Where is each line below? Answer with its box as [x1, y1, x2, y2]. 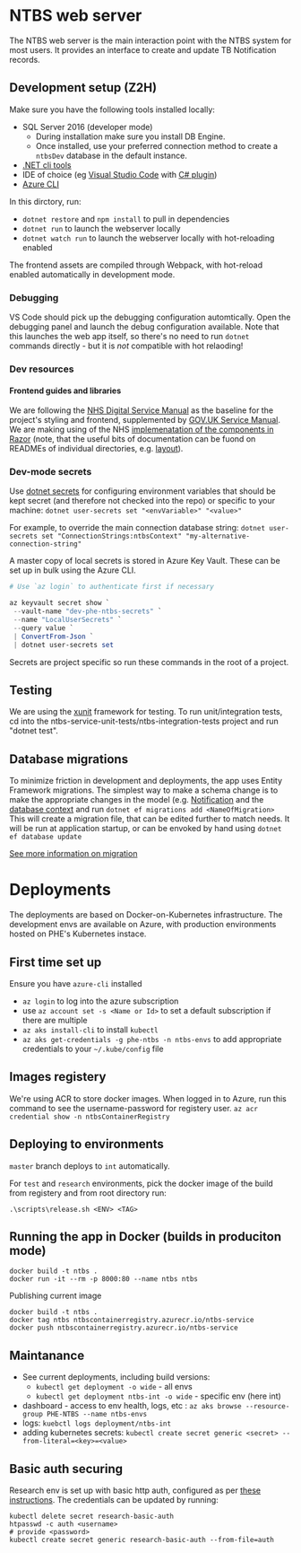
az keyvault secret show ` [9, 599, 110, 608]
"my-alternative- [185, 531, 251, 541]
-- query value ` [13, 623, 74, 633]
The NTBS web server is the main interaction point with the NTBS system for [9, 35, 292, 46]
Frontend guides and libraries [9, 385, 122, 396]
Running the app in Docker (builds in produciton [9, 1229, 282, 1244]
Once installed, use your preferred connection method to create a [35, 140, 279, 151]
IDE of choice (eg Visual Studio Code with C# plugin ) [21, 169, 218, 180]
